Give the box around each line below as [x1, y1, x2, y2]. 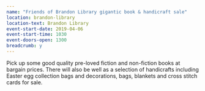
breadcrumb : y [6, 43, 43, 49]
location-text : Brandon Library [6, 20, 89, 26]
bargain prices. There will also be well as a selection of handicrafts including [6, 66, 199, 73]
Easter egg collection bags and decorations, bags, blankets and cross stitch [6, 72, 198, 79]
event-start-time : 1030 [6, 32, 67, 38]
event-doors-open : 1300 [6, 37, 67, 43]
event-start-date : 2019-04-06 [6, 25, 84, 32]
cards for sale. [6, 78, 43, 86]
